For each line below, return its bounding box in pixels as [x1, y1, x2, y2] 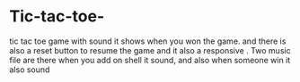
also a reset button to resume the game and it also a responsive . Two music [9, 45, 291, 55]
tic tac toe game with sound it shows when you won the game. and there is [9, 36, 287, 46]
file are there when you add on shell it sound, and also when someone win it [9, 54, 291, 65]
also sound [9, 64, 50, 75]
